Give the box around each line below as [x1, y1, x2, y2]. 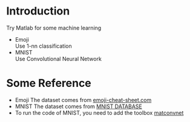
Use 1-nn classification [15, 42, 72, 50]
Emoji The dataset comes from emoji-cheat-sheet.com [15, 96, 152, 103]
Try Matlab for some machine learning [6, 24, 102, 31]
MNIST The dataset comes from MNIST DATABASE [15, 103, 142, 110]
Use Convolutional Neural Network [15, 55, 102, 62]
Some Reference [6, 77, 92, 90]
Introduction [6, 4, 70, 18]
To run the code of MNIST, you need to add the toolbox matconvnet [15, 109, 184, 116]
